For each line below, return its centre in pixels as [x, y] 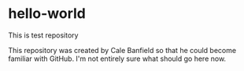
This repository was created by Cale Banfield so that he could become [122, 50]
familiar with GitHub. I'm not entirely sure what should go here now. [117, 59]
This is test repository [43, 35]
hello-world [47, 14]
